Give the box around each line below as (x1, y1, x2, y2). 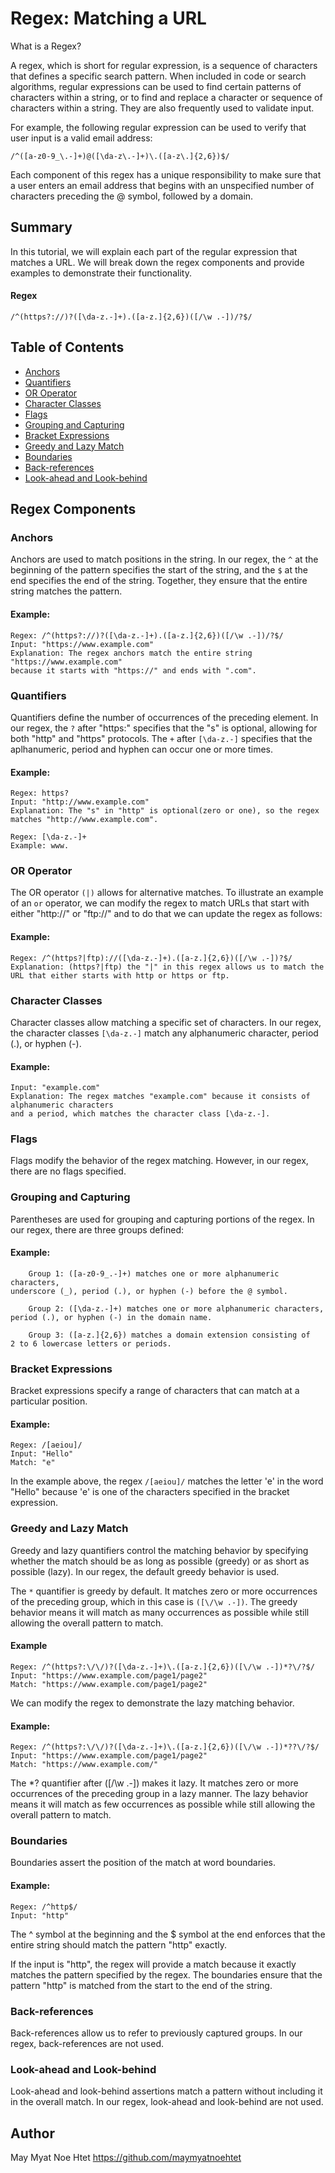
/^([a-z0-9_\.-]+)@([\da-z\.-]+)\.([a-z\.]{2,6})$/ (10, 151, 230, 161)
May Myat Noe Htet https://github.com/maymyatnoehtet (10, 2152, 242, 2164)
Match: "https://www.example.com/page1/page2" (10, 1679, 208, 1689)
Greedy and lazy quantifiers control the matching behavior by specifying (10, 1544, 309, 1556)
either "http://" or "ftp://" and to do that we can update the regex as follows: (10, 908, 323, 920)
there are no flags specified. (10, 1165, 127, 1177)
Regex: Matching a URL (10, 7, 207, 30)
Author (10, 2125, 55, 2142)
